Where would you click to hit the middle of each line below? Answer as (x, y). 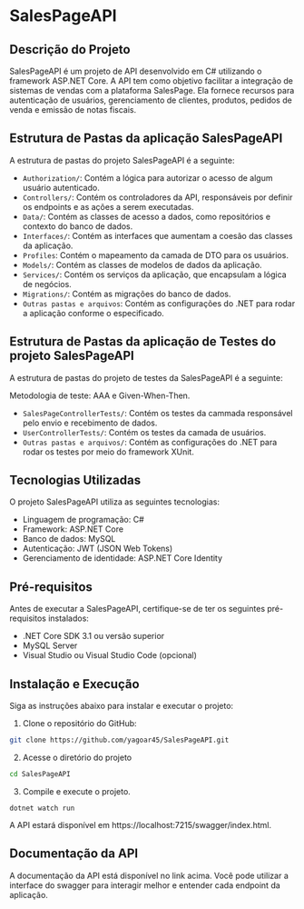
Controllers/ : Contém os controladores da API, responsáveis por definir (157, 197)
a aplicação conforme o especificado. (93, 313)
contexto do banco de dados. (78, 226)
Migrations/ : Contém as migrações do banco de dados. (127, 294)
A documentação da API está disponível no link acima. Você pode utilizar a (149, 875)
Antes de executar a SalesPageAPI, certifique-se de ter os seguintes (137, 609)
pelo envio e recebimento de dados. (90, 423)
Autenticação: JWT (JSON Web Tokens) (98, 549)
